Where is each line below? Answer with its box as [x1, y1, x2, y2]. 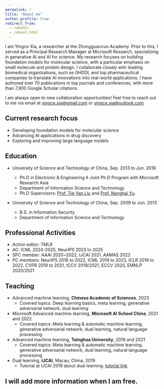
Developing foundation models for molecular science [12, 127, 119, 133]
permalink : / [5, 7, 32, 12]
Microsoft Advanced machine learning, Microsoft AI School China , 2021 [12, 310, 158, 317]
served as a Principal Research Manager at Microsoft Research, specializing [5, 49, 159, 55]
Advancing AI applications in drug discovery [12, 132, 102, 138]
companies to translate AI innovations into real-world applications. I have [5, 75, 152, 81]
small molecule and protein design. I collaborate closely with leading [5, 64, 143, 70]
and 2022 [12, 316, 32, 322]
